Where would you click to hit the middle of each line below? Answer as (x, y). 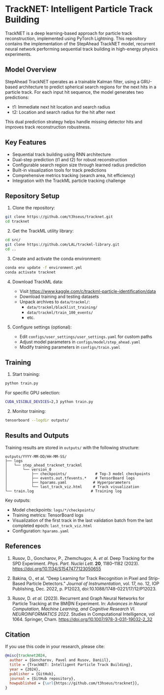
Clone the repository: (34, 208)
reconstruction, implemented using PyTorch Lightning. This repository (76, 38)
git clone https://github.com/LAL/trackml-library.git (62, 245)
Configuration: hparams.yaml (41, 531)
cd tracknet (17, 221)
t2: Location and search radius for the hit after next (64, 112)
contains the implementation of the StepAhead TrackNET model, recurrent (80, 43)
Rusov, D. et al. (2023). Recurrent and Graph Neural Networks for (78, 598)
